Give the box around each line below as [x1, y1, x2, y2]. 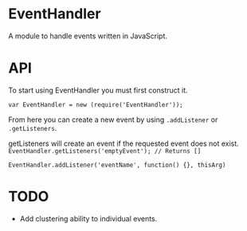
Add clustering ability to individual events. [19, 213, 158, 223]
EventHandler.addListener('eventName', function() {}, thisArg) [8, 161, 226, 169]
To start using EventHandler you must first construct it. [8, 85, 189, 95]
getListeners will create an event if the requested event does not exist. [8, 139, 239, 148]
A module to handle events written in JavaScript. [8, 31, 168, 41]
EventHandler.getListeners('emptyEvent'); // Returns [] [8, 147, 202, 155]
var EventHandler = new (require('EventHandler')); [8, 100, 183, 108]
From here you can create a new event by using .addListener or [8, 115, 218, 124]
